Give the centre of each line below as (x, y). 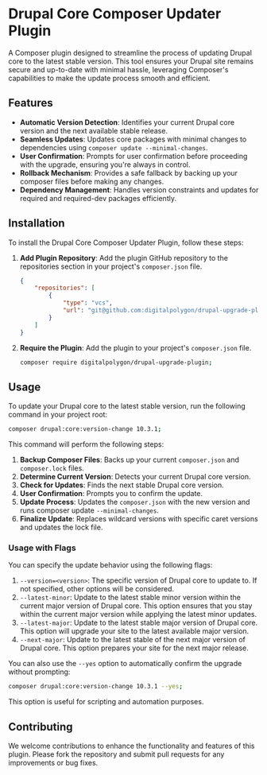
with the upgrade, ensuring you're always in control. (105, 165)
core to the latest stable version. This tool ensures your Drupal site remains (131, 61)
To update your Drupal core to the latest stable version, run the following (127, 406)
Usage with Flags (43, 548)
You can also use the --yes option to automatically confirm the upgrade (125, 664)
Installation (37, 223)
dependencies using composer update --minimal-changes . (114, 147)
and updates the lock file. (61, 527)
